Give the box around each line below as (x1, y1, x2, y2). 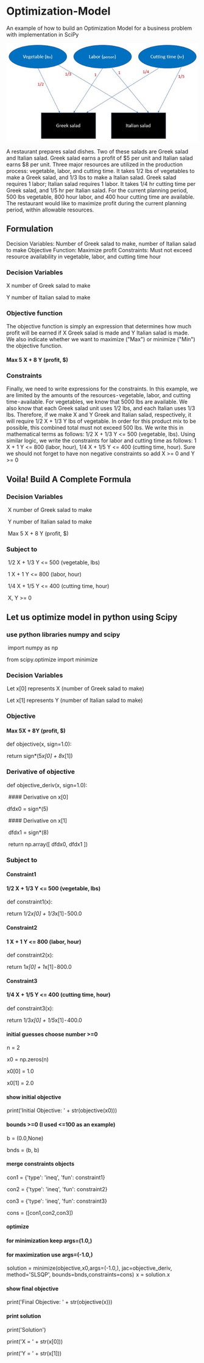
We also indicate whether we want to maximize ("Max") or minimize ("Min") (6, 336, 196, 343)
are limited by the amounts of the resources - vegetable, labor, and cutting (6, 392, 191, 399)
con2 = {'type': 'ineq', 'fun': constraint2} (7, 1185, 108, 1192)
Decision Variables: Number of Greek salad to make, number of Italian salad (6, 239, 197, 247)
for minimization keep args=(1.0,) (6, 1237, 93, 1244)
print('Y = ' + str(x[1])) (7, 1350, 62, 1357)
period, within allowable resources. (6, 206, 94, 213)
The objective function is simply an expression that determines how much (6, 323, 192, 330)
